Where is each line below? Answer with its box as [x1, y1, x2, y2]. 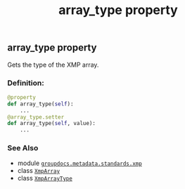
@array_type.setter [7, 113, 65, 121]
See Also [7, 143, 39, 153]
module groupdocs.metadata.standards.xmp [17, 159, 142, 167]
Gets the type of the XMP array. [7, 60, 99, 69]
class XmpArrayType [17, 174, 72, 183]
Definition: [7, 78, 44, 88]
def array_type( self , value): [7, 120, 96, 127]
